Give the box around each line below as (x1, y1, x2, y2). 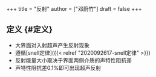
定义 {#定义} (6, 25, 53, 35)
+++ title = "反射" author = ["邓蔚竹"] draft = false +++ (6, 5, 142, 12)
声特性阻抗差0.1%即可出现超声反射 (15, 64, 102, 71)
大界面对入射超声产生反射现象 (15, 42, 89, 49)
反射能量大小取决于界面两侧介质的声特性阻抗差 (15, 57, 132, 64)
